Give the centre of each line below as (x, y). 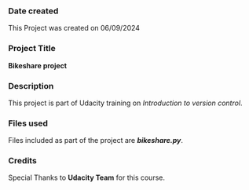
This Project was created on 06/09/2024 (74, 28)
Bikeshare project (38, 65)
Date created (33, 11)
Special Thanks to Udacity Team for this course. (86, 177)
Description (31, 86)
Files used (28, 123)
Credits (22, 161)
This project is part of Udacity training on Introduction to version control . (125, 103)
